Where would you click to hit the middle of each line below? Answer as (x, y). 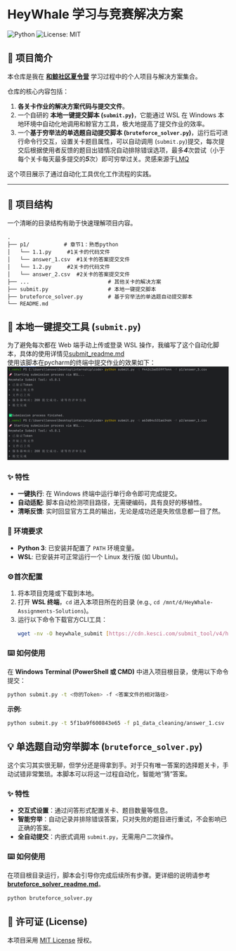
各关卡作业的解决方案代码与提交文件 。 (73, 106)
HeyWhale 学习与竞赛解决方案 (95, 14)
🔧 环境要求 (25, 531)
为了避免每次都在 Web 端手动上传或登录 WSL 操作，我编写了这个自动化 (110, 345)
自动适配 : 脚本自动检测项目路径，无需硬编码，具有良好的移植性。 (111, 503)
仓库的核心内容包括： (38, 91)
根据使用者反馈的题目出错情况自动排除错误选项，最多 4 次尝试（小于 (127, 150)
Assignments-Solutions (51, 611)
